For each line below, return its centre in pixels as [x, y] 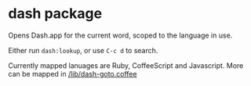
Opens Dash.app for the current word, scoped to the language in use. [120, 35]
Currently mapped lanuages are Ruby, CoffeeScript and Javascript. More [126, 65]
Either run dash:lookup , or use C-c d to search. [83, 50]
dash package [55, 14]
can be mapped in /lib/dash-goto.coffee [73, 73]
